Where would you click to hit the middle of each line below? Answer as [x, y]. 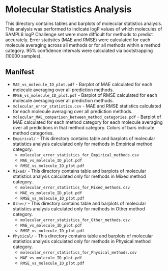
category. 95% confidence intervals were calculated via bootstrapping [79, 50]
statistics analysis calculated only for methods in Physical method [82, 241]
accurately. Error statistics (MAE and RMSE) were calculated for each [78, 40]
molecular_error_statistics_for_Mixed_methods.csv [75, 187]
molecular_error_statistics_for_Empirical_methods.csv [79, 155]
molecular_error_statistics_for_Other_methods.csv [75, 220]
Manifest [20, 72]
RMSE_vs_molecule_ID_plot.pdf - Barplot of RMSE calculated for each [85, 95]
